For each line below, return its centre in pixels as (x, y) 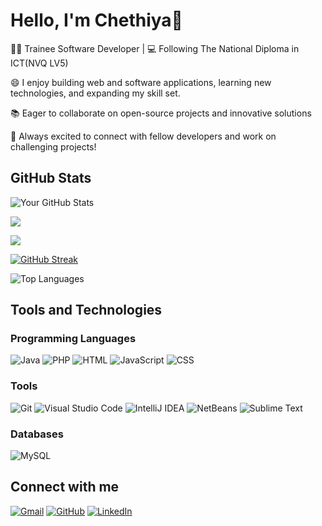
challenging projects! (53, 146)
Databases (37, 434)
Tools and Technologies (86, 310)
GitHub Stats (51, 178)
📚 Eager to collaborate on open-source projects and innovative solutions (161, 113)
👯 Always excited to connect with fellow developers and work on (143, 136)
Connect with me (65, 487)
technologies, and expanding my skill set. (95, 93)
